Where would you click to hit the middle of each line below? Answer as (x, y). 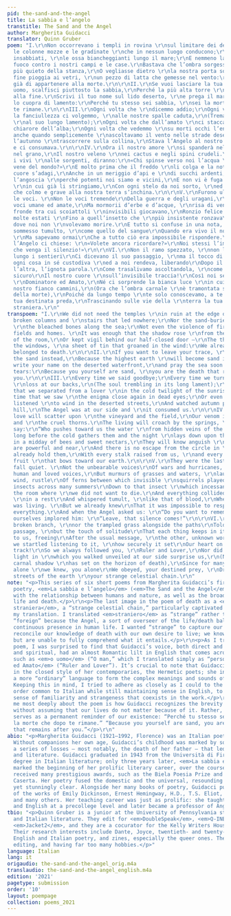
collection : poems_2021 (41, 902)
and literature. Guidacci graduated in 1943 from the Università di (113, 755)
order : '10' (24, 889)
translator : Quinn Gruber (44, 39)
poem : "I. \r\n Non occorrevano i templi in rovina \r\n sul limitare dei (112, 45)
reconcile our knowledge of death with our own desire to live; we (112, 633)
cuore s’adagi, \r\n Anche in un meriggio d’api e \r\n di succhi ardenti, (120, 173)
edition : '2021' (30, 877)
